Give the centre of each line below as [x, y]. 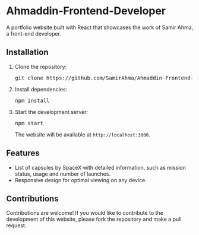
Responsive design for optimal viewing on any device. [81, 180]
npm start [29, 123]
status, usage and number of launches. [63, 174]
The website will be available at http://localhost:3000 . [82, 134]
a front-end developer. [34, 33]
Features [23, 153]
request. [16, 226]
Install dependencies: [41, 89]
